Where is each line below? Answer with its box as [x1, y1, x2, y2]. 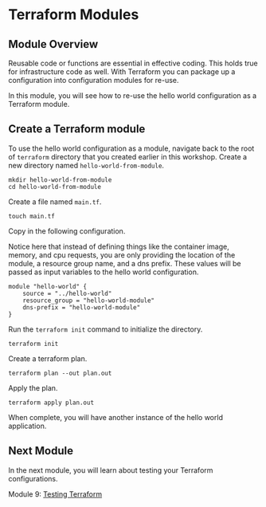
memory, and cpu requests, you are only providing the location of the [8, 250, 236, 260]
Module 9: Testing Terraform [8, 489, 102, 499]
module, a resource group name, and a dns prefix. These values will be [8, 258, 241, 268]
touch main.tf [8, 212, 56, 220]
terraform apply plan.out [8, 399, 94, 407]
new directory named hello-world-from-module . [8, 160, 165, 170]
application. [8, 421, 47, 430]
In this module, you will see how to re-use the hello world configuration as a [8, 91, 257, 100]
